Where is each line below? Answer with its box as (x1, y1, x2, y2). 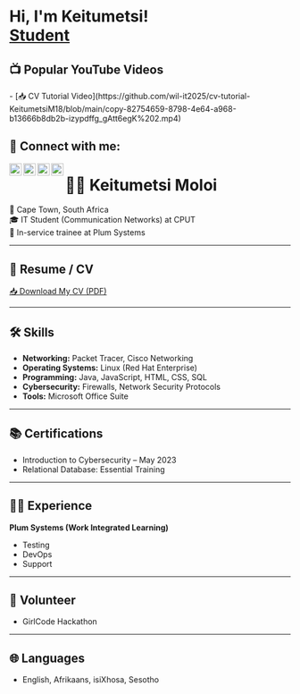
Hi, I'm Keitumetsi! (9, 6, 149, 27)
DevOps (21, 548, 53, 560)
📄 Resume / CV (9, 261, 94, 276)
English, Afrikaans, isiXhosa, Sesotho (21, 674, 159, 685)
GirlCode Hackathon (21, 616, 98, 627)
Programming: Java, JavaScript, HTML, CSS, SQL (21, 371, 208, 382)
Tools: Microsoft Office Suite (21, 391, 129, 402)
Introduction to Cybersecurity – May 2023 (21, 454, 177, 465)
